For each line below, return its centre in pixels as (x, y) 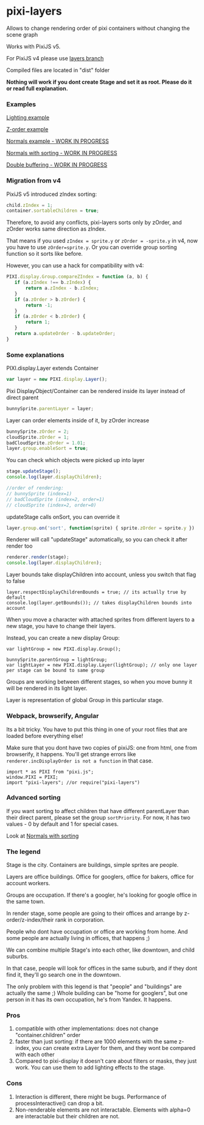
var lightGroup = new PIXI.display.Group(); (64, 649)
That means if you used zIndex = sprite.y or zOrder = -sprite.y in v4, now (102, 241)
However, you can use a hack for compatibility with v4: (75, 266)
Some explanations (35, 355)
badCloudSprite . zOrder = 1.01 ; (46, 443)
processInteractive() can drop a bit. (59, 1103)
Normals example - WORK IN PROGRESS (58, 141)
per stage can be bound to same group (55, 671)
